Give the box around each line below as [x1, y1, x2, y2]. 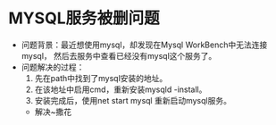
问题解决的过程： [21, 62, 85, 72]
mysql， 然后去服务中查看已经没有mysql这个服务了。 [21, 50, 217, 61]
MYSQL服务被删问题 [8, 8, 160, 29]
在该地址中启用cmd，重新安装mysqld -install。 [34, 84, 207, 95]
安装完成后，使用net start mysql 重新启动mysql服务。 [34, 95, 231, 105]
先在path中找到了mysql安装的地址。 [34, 72, 168, 83]
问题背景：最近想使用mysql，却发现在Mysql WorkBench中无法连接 [21, 39, 268, 50]
